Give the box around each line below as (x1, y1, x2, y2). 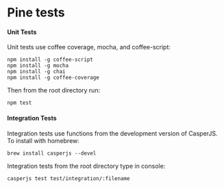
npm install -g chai (7, 68, 66, 75)
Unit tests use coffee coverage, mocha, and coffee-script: (7, 43, 171, 51)
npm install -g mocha (7, 62, 69, 69)
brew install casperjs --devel (7, 149, 97, 157)
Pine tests (7, 5, 65, 21)
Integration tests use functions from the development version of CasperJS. (7, 129, 218, 138)
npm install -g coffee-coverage (7, 74, 99, 81)
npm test (7, 99, 32, 107)
